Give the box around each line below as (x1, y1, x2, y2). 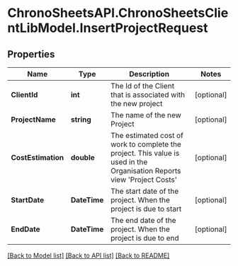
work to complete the (110, 139, 182, 149)
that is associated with (110, 90, 186, 100)
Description (128, 69, 170, 79)
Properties (7, 48, 55, 60)
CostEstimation (11, 153, 64, 162)
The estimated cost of (110, 131, 184, 140)
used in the (110, 157, 148, 167)
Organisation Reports (110, 166, 181, 175)
